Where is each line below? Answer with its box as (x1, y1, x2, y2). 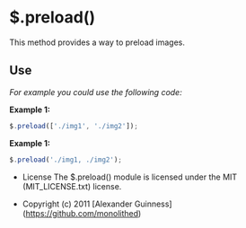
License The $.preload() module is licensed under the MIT (22, 171, 238, 182)
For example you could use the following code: (9, 86, 182, 97)
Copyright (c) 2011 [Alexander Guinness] (22, 198, 172, 209)
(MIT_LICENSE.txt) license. (22, 180, 122, 191)
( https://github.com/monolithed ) (22, 207, 142, 218)
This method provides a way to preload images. (9, 37, 186, 48)
